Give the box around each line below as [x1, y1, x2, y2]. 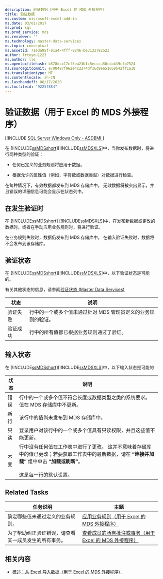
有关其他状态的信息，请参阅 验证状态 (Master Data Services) [5, 287, 125, 292]
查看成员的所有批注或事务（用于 [82, 529, 155, 536]
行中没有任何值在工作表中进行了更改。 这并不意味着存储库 [19, 443, 152, 450]
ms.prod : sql [5, 25, 32, 30]
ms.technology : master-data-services [5, 39, 81, 44]
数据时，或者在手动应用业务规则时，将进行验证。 [5, 224, 103, 230]
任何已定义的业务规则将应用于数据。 [12, 162, 85, 168]
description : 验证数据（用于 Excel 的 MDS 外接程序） [5, 7, 107, 12]
